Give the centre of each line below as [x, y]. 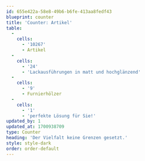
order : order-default [33, 149]
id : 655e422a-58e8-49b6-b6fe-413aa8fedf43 [59, 11]
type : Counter [24, 132]
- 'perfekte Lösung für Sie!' [59, 116]
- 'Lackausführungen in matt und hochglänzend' [81, 72]
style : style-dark [29, 143]
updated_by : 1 [24, 121]
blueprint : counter [30, 17]
